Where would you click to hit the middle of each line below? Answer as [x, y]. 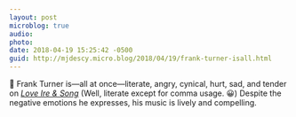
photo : [21, 42]
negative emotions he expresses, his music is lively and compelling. [133, 102]
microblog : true [39, 26]
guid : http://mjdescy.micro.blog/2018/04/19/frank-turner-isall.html [141, 58]
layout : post [33, 17]
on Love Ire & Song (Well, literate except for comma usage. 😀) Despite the [145, 93]
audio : [21, 34]
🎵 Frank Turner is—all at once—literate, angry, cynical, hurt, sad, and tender [148, 84]
